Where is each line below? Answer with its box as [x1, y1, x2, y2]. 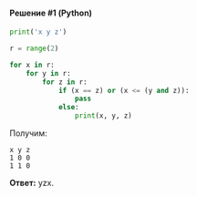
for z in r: [42, 78, 88, 87]
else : [57, 103, 79, 112]
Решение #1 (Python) [9, 7, 93, 18]
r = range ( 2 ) [9, 44, 59, 54]
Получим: [9, 128, 47, 139]
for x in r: [9, 60, 55, 69]
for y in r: [26, 68, 71, 78]
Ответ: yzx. [9, 178, 55, 189]
